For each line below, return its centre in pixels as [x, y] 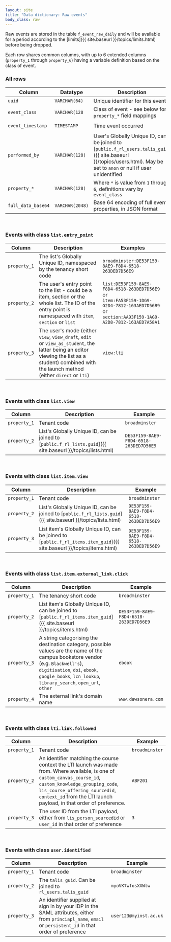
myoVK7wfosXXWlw [131, 886]
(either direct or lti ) [64, 375]
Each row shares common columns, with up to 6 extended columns [76, 55]
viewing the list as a [63, 356]
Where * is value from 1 [122, 182]
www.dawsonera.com [141, 699]
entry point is [54, 309]
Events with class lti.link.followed [51, 728]
